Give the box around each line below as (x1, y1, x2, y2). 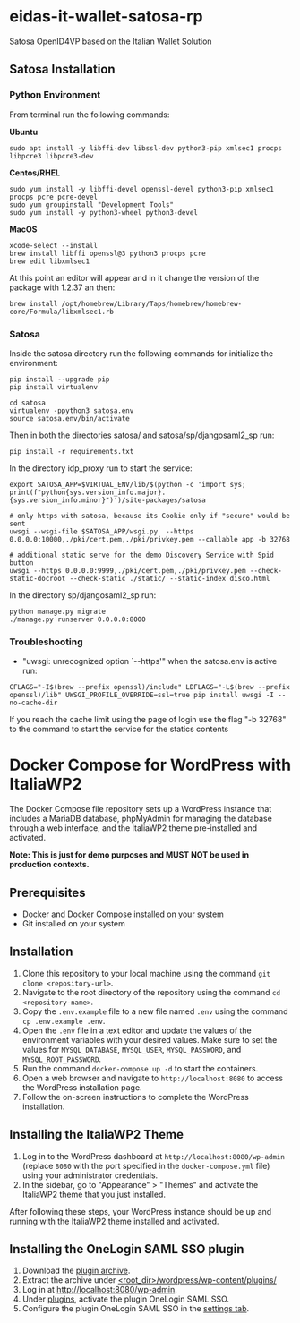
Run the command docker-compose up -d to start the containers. (21, 1063, 259, 1073)
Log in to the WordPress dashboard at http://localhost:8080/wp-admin (21, 1150, 285, 1161)
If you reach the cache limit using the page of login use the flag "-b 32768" (9, 714, 287, 725)
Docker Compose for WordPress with (9, 755, 292, 775)
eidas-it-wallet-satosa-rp (9, 6, 203, 27)
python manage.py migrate (9, 607, 106, 616)
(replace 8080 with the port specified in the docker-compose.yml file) (21, 1160, 270, 1171)
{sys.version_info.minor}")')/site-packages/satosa (9, 495, 206, 505)
